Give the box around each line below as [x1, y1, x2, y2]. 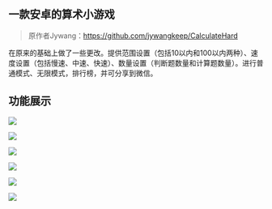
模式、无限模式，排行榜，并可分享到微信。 [15, 68, 158, 78]
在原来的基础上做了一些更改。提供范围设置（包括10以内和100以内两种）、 [8, 48, 251, 58]
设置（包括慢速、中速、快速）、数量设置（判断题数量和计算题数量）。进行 [15, 58, 257, 67]
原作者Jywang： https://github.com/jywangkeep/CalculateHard [28, 31, 239, 41]
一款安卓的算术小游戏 [8, 7, 115, 22]
